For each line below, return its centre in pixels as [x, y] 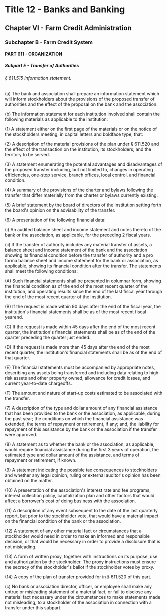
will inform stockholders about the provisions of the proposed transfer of [80, 99]
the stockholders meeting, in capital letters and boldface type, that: [74, 134]
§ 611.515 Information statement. [38, 78]
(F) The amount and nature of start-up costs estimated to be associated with [84, 393]
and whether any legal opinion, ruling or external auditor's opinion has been [83, 475]
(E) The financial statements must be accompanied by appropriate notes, [80, 367]
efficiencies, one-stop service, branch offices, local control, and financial [80, 175]
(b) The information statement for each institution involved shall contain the [83, 114]
